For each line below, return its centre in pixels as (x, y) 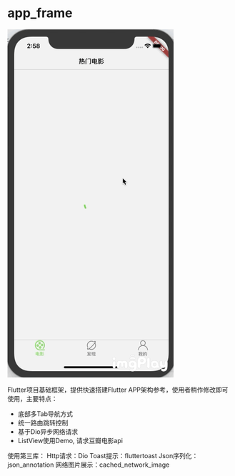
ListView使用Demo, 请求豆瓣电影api (70, 440)
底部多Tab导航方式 (45, 414)
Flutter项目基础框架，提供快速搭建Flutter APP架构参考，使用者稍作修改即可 (118, 390)
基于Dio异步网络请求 (48, 431)
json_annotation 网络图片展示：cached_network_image (89, 465)
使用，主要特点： (32, 398)
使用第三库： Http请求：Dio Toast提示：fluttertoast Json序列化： (103, 455)
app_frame (40, 13)
